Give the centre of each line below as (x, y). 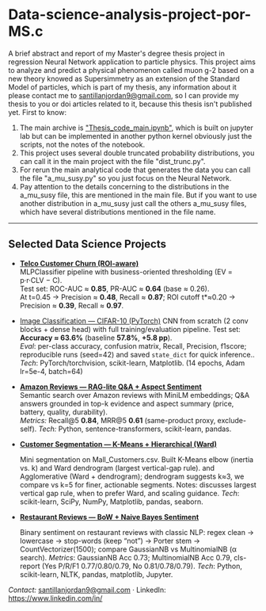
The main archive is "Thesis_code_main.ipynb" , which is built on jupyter (136, 128)
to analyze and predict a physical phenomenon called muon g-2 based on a (131, 70)
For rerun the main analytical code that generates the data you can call (135, 170)
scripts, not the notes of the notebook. (82, 144)
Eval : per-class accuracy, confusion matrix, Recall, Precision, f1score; (133, 346)
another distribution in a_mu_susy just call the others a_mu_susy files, (133, 203)
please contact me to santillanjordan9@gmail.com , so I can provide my (123, 95)
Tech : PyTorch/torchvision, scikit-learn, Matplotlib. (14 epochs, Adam (132, 363)
